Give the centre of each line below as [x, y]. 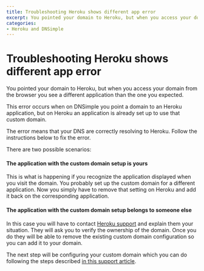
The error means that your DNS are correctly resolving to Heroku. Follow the [102, 132]
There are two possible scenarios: [49, 150]
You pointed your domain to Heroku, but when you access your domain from [102, 89]
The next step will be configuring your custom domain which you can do [97, 255]
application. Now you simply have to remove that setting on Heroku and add [101, 190]
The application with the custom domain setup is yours [77, 163]
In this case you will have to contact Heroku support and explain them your [100, 223]
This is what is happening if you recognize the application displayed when [99, 177]
